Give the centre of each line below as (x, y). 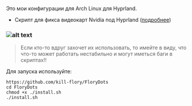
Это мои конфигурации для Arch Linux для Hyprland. (72, 8)
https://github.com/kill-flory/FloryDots (57, 82)
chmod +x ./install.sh (34, 93)
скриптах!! (33, 60)
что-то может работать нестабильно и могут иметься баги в (96, 54)
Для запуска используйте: (39, 71)
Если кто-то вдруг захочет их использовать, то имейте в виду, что (103, 48)
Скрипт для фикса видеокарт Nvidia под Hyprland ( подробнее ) (93, 20)
